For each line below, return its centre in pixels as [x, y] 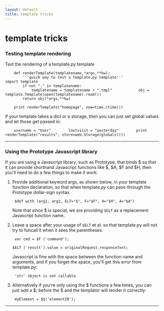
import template [21, 82]
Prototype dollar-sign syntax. [41, 192]
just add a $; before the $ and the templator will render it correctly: [79, 290]
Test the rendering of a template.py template [50, 64]
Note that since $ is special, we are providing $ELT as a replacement [80, 210]
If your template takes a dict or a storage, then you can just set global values [82, 116]
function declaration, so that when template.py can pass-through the [81, 187]
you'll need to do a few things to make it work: [51, 173]
